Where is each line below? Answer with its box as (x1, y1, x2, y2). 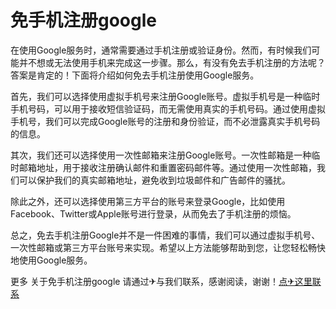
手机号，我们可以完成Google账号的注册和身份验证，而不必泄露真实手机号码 (10, 115, 321, 127)
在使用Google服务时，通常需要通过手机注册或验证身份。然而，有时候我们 (10, 44, 312, 56)
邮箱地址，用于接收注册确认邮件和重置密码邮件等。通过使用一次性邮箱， (18, 161, 317, 173)
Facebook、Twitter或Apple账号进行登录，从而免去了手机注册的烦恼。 (10, 207, 297, 220)
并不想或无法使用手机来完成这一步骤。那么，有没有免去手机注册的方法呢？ (18, 56, 326, 68)
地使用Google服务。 (10, 254, 93, 266)
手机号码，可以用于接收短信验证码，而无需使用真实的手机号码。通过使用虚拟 (10, 102, 326, 115)
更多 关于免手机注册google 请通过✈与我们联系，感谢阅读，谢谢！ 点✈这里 (10, 275, 313, 287)
